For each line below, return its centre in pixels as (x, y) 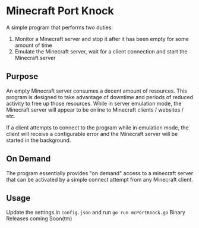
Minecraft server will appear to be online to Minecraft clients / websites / (95, 110)
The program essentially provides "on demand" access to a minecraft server (100, 173)
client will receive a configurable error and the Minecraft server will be (92, 134)
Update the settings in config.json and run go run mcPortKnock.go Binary (96, 213)
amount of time (33, 45)
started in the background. (39, 140)
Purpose (22, 76)
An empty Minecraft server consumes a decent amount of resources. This (97, 91)
